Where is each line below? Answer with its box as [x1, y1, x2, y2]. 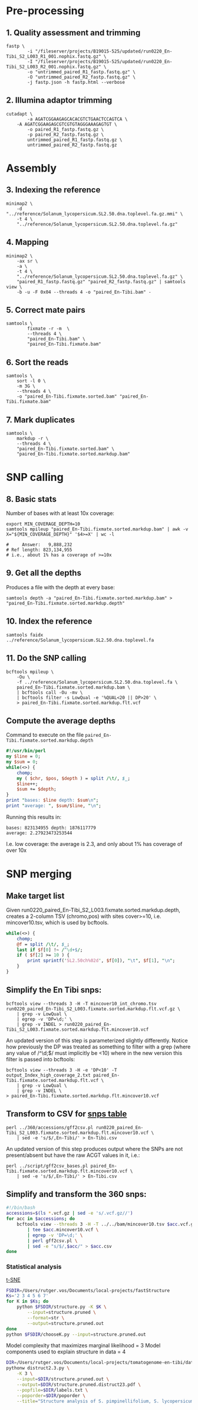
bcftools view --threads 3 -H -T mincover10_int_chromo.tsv [6, 1001, 157, 1006]
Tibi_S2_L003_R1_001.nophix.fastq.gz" [6, 54, 101, 60]
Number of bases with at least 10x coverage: [6, 510, 115, 517]
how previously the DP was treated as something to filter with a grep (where [6, 1043, 191, 1050]
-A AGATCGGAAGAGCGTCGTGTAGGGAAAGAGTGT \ [16, 121, 117, 127]
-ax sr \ [16, 258, 38, 264]
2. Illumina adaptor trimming [6, 96, 113, 106]
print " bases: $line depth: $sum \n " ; [6, 798, 99, 804]
